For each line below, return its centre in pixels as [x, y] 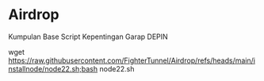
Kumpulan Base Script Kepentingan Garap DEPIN [88, 37]
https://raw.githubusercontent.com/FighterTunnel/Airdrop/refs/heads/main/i [132, 60]
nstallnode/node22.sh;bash [53, 68]
